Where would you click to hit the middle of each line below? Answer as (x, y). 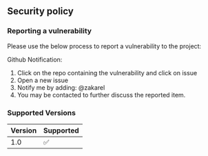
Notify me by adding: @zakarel (61, 87)
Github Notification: (35, 59)
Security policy (40, 11)
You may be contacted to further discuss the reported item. (101, 95)
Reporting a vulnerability (49, 31)
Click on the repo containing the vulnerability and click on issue (107, 72)
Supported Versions (41, 113)
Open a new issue (43, 80)
